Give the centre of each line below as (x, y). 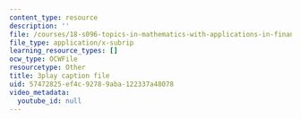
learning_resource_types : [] (64, 51)
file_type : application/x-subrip (72, 42)
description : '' (39, 26)
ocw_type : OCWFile (43, 59)
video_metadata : (39, 92)
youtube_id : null (50, 101)
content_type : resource (54, 17)
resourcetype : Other (48, 68)
